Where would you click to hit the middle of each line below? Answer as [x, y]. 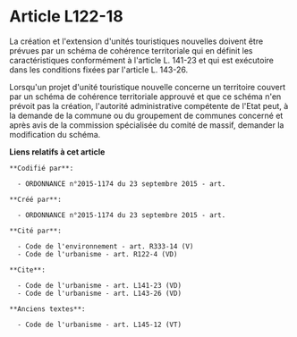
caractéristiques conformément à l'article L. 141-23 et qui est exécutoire [142, 60]
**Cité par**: [36, 231]
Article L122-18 [66, 17]
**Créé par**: [36, 199]
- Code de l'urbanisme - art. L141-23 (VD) [99, 285]
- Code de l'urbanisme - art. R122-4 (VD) [98, 254]
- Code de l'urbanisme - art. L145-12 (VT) [99, 324]
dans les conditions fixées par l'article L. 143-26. [99, 70]
